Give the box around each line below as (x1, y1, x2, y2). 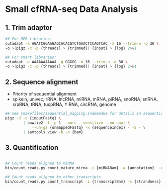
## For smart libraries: (5, 55, 57, 60)
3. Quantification (5, 143, 59, 152)
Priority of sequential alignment (12, 91, 77, 97)
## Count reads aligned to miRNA (5, 161, 75, 166)
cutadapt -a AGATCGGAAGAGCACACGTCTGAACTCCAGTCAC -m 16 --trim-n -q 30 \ (5, 41, 159, 46)
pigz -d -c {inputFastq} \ (5, 115, 61, 120)
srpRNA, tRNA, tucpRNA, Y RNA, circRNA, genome (12, 101, 116, 107)
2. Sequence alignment (5, 78, 79, 86)
